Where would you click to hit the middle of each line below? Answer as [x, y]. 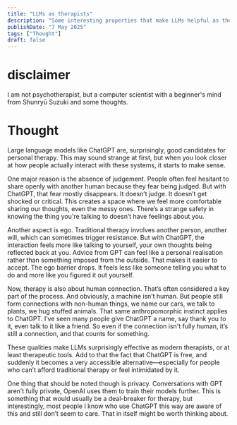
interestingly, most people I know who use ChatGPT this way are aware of [115, 406]
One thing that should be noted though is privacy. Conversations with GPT [115, 383]
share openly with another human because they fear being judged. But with [117, 186]
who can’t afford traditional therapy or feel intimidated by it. [93, 370]
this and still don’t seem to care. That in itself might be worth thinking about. [118, 413]
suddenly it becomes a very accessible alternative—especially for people [114, 362]
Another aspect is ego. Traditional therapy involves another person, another [117, 230]
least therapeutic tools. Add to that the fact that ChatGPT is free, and [107, 355]
